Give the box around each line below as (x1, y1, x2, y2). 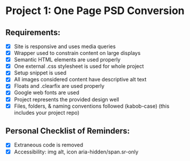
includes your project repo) (13, 109, 80, 116)
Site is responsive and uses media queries (13, 43, 116, 50)
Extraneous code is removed (13, 142, 83, 149)
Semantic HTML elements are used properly (13, 56, 121, 63)
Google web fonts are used (13, 89, 80, 96)
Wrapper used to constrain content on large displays (13, 50, 141, 57)
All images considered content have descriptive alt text (13, 76, 147, 83)
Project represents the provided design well (13, 95, 119, 103)
